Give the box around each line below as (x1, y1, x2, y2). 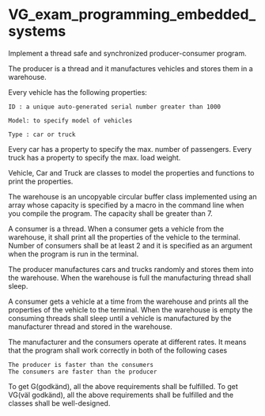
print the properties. (8, 176, 74, 186)
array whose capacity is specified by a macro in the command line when (8, 200, 244, 210)
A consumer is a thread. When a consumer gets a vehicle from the (8, 224, 224, 233)
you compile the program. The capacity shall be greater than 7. (8, 208, 213, 218)
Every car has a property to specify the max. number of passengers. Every (8, 144, 252, 153)
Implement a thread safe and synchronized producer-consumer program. (8, 48, 247, 58)
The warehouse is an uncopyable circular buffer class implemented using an (8, 191, 257, 201)
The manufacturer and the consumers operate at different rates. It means (8, 337, 247, 346)
